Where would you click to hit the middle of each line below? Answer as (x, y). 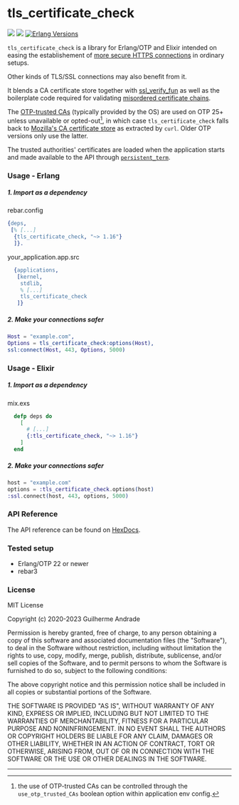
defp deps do (33, 416)
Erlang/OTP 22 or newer (53, 564)
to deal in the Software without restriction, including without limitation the (115, 648)
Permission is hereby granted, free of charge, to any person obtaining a (112, 633)
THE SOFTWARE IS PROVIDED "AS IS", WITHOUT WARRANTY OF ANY (111, 706)
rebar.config (26, 210)
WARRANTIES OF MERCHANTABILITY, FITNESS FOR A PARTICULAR (108, 721)
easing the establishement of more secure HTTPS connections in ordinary (116, 55)
